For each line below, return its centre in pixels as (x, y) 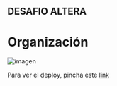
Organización (48, 42)
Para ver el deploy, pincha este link (58, 75)
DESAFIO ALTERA (47, 12)
